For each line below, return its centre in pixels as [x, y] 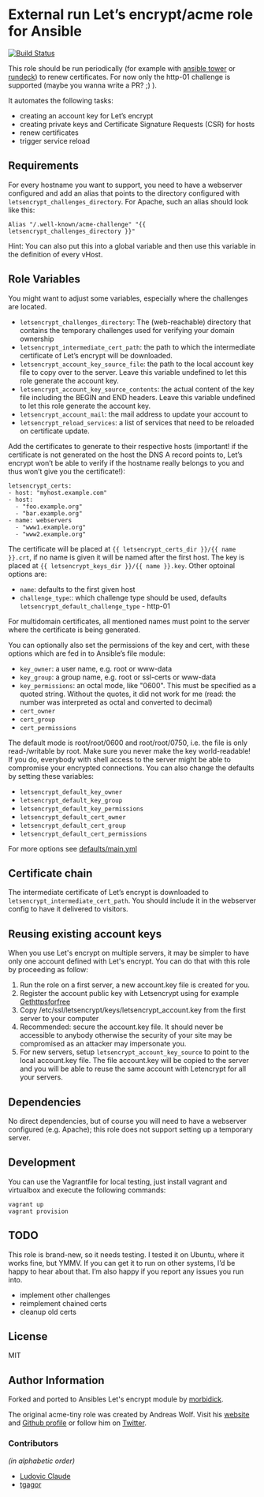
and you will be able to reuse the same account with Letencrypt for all [133, 1069]
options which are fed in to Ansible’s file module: [87, 653]
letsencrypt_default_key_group [71, 800]
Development [42, 1163]
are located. [28, 306]
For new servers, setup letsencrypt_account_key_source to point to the [134, 1052]
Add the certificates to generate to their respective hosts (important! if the [128, 446]
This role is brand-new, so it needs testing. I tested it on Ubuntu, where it [126, 1254]
